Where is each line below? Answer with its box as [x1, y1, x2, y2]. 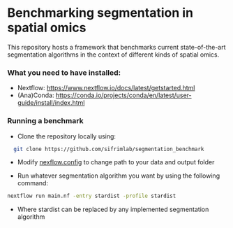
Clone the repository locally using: [17, 131, 116, 141]
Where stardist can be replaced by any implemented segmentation [17, 205, 209, 214]
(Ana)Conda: [17, 91, 54, 99]
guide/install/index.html [17, 99, 85, 107]
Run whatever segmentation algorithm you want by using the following [17, 171, 220, 180]
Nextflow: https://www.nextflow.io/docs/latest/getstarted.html [17, 84, 195, 92]
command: [17, 179, 49, 187]
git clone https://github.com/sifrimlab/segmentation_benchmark [13, 145, 204, 152]
